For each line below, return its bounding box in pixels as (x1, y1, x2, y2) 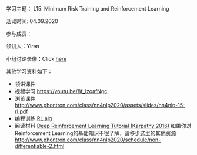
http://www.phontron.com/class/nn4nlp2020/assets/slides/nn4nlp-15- (14, 102, 186, 108)
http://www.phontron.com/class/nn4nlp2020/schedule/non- (14, 136, 161, 143)
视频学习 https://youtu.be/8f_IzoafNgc (14, 88, 108, 94)
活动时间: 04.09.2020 (6, 18, 58, 25)
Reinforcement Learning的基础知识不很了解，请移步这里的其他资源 (14, 130, 176, 137)
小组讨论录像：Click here (6, 55, 67, 62)
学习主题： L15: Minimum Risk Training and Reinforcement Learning (6, 5, 169, 12)
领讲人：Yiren (6, 43, 39, 50)
